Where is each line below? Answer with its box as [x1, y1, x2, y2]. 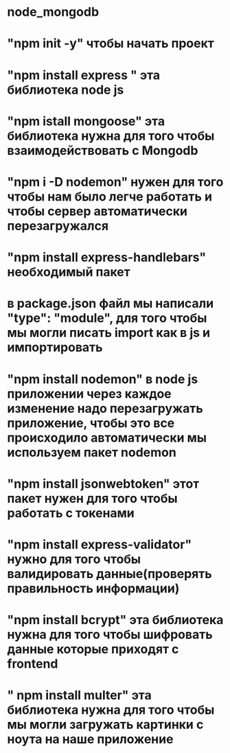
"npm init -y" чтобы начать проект [7, 36, 214, 52]
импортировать [7, 340, 103, 355]
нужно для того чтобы [7, 551, 141, 567]
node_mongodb [7, 4, 100, 20]
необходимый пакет [7, 265, 130, 280]
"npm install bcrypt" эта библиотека [7, 612, 224, 628]
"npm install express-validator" [7, 537, 192, 552]
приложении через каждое [7, 386, 172, 402]
